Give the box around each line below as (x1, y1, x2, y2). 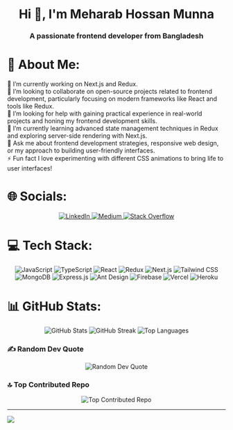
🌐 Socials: (7, 189, 67, 205)
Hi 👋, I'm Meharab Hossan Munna (18, 6, 215, 22)
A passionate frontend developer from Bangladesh (29, 31, 204, 41)
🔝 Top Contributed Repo (7, 380, 90, 390)
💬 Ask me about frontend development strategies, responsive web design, (7, 139, 219, 148)
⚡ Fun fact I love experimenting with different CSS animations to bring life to (7, 154, 224, 163)
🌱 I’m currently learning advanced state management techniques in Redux (7, 125, 218, 133)
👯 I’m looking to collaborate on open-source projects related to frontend (7, 87, 213, 96)
